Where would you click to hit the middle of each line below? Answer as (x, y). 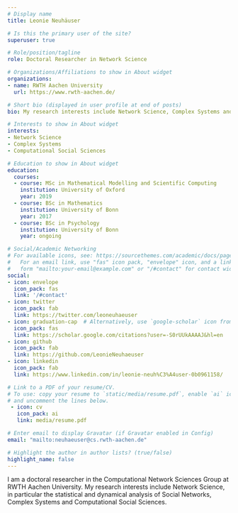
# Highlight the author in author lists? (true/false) (90, 453)
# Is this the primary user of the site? (69, 33)
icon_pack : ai (38, 414)
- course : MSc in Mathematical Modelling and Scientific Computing (115, 183)
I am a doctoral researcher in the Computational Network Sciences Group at (118, 480)
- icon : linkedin (33, 362)
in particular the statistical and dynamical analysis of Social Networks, (109, 495)
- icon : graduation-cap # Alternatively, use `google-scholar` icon (112, 322)
